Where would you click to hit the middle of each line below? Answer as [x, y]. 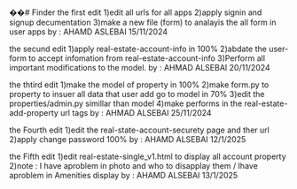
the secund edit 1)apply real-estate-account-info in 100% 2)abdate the [138, 49]
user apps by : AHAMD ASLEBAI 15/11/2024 [89, 32]
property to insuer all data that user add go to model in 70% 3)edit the [137, 94]
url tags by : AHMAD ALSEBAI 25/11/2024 [136, 113]
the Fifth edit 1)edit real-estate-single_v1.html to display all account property [148, 156]
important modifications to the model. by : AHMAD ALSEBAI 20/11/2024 [140, 68]
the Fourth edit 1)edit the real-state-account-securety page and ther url [140, 130]
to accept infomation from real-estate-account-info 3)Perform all [147, 58]
